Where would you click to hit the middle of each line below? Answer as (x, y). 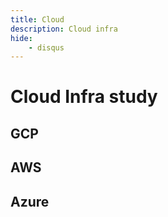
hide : (21, 38)
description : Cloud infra (64, 29)
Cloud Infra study (84, 97)
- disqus (46, 47)
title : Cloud (37, 19)
